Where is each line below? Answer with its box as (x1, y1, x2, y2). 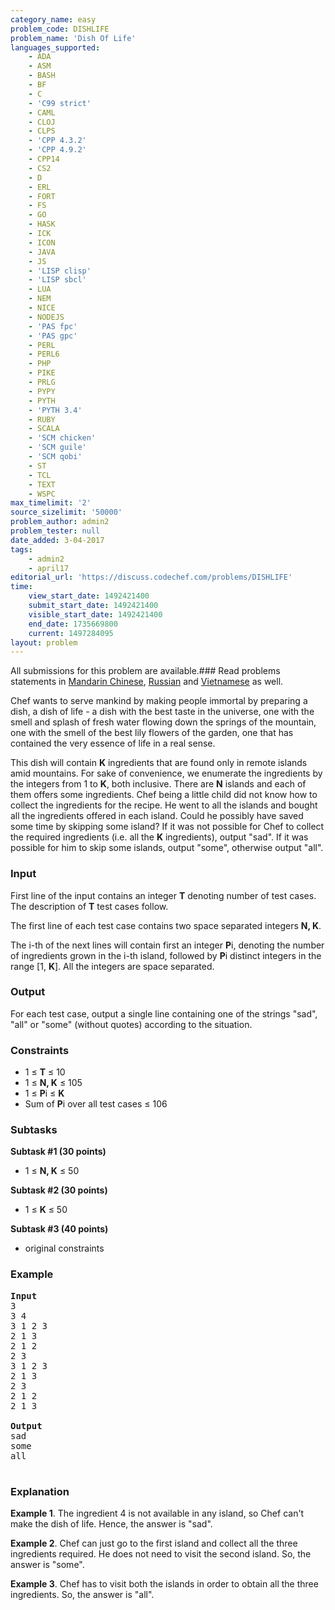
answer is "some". (10, 1559, 85, 1571)
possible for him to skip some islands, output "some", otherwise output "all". (10, 842, 324, 854)
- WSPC (28, 489, 56, 499)
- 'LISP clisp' (28, 266, 92, 276)
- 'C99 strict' (28, 98, 92, 108)
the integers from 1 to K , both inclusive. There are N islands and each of (10, 778, 307, 790)
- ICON (28, 237, 56, 248)
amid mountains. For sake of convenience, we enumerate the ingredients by (10, 767, 323, 780)
